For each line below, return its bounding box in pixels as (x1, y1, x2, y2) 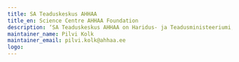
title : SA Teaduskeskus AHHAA (7, 10, 98, 18)
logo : (7, 43, 24, 51)
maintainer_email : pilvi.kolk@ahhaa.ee (7, 37, 126, 44)
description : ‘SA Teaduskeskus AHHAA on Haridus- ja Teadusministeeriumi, (7, 24, 235, 31)
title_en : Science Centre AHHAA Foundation (7, 17, 139, 24)
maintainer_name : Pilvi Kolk (7, 30, 94, 38)
